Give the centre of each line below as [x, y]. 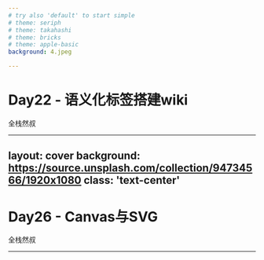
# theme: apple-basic [44, 45]
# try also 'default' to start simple [71, 15]
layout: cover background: [74, 156]
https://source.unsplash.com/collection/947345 [130, 168]
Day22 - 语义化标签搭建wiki [98, 100]
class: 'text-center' [132, 180]
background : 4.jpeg [40, 52]
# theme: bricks [35, 37]
